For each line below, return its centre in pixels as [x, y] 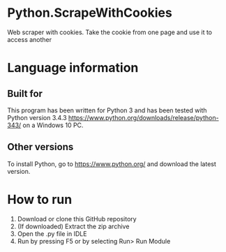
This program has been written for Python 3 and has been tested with [107, 110]
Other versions [40, 147]
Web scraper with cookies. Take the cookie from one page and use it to [110, 32]
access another [30, 39]
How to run [40, 199]
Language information [73, 68]
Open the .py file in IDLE [52, 234]
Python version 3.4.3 [37, 117]
